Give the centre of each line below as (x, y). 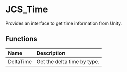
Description (51, 53)
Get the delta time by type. (68, 61)
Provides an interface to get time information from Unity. (64, 23)
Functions (21, 39)
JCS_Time (27, 9)
